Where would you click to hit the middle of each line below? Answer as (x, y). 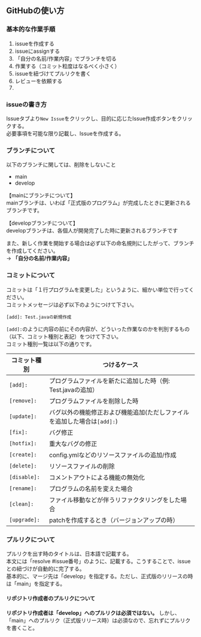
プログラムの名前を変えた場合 (91, 488)
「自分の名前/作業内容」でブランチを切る (66, 58)
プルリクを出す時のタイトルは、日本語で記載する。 (69, 554)
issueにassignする (37, 51)
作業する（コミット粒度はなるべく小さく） (67, 66)
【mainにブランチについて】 (41, 195)
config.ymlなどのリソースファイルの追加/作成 (112, 455)
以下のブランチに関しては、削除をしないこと (61, 165)
